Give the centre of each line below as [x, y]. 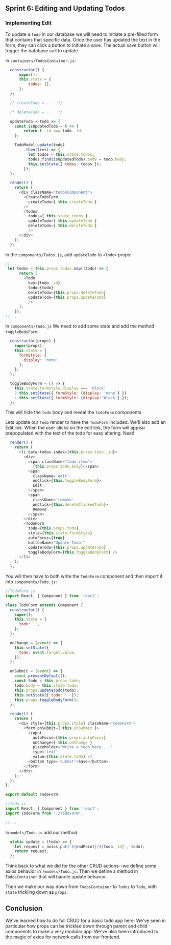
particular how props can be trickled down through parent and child [77, 926]
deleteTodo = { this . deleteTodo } [62, 226]
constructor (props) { [33, 341]
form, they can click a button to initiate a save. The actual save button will [82, 45]
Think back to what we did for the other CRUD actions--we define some [81, 866]
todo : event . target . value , [47, 652]
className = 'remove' [53, 500]
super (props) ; [29, 345]
